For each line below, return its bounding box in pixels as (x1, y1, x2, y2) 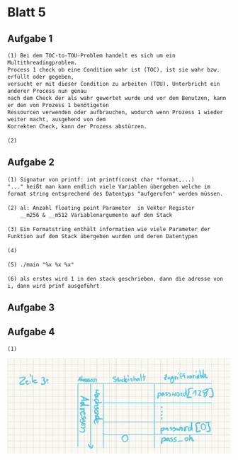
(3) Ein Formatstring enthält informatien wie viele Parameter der (7, 225, 211, 232)
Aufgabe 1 (7, 33, 53, 45)
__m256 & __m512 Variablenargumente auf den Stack (20, 211, 173, 218)
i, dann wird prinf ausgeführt (7, 282, 100, 289)
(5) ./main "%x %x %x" (7, 261, 74, 268)
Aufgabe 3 (7, 302, 55, 314)
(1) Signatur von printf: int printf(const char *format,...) (7, 176, 195, 183)
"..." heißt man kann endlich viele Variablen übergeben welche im (7, 183, 211, 190)
